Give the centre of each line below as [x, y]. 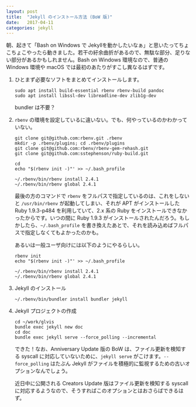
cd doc [23, 332]
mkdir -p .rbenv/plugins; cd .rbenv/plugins [70, 143]
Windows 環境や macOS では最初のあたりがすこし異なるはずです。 [87, 67]
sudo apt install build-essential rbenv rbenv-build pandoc [89, 91]
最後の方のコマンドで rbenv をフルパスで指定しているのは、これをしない [102, 196]
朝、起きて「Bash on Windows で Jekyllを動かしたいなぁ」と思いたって [92, 45]
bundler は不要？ [35, 107]
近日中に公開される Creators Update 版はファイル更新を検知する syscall [101, 384]
